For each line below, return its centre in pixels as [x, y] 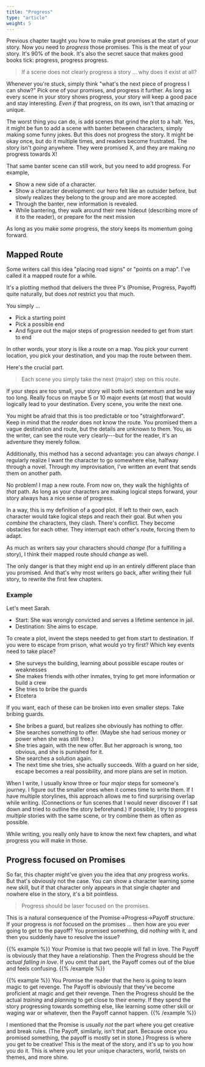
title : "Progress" [30, 12]
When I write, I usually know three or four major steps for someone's [92, 783]
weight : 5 [19, 23]
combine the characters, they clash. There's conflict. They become [91, 523]
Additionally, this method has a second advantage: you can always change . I [103, 454]
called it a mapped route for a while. [52, 276]
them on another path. [34, 473]
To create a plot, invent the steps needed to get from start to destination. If [100, 638]
